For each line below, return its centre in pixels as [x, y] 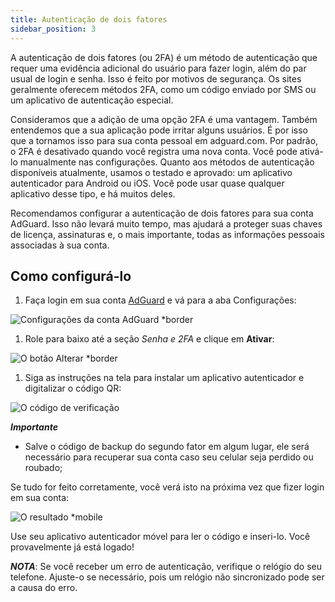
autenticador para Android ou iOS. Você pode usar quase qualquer [147, 183]
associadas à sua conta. [60, 245]
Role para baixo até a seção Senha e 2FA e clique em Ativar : [149, 339]
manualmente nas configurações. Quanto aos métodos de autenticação [167, 162]
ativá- [311, 151]
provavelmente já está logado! [72, 547]
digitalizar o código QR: [73, 388]
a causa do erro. [44, 588]
